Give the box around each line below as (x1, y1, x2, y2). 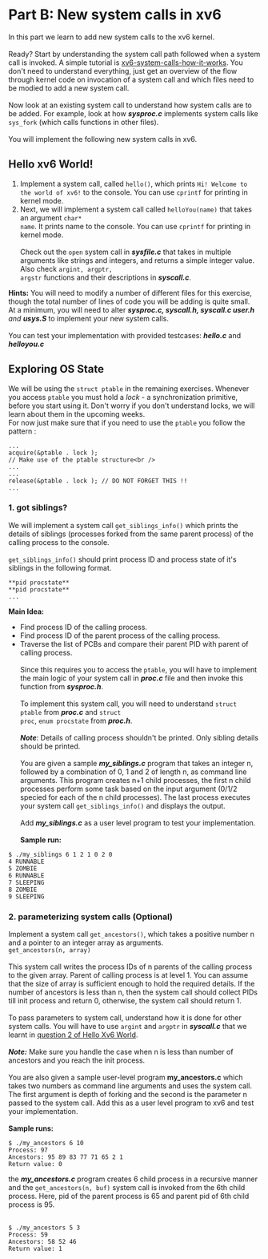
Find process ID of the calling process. (19, 622, 148, 632)
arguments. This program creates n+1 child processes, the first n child (19, 775, 251, 785)
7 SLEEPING (8, 878, 45, 886)
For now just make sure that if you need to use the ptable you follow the (8, 418, 246, 427)
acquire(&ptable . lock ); (8, 449, 98, 457)
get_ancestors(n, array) (8, 946, 91, 954)
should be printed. (19, 741, 81, 751)
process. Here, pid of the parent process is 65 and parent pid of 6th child (8, 1192, 250, 1201)
